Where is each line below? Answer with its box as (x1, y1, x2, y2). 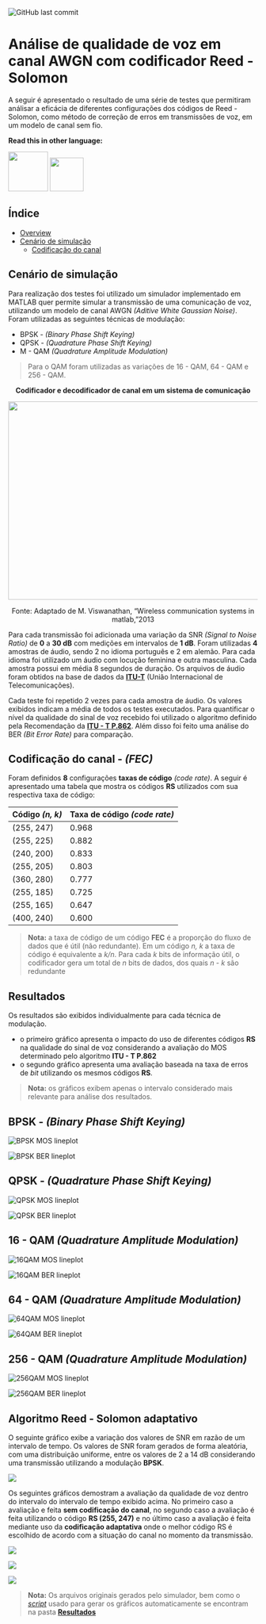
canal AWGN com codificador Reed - (8, 52, 254, 71)
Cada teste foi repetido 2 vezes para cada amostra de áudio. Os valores (8, 695, 243, 705)
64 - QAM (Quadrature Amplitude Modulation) (8, 1293, 241, 1307)
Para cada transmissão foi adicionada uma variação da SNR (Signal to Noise (8, 630, 257, 639)
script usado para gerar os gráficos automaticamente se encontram (27, 1599, 249, 1609)
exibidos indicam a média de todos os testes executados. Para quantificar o (8, 704, 255, 714)
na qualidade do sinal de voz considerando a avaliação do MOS (19, 1043, 227, 1052)
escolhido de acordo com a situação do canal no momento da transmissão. (8, 1530, 253, 1540)
